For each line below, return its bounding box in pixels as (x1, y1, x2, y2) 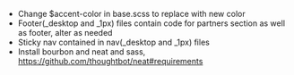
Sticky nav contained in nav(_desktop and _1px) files (17, 37, 211, 47)
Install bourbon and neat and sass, (17, 46, 146, 57)
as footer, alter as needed (17, 28, 113, 37)
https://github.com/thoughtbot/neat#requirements (17, 56, 203, 66)
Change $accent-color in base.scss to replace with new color (17, 9, 246, 19)
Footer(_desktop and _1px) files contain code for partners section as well (17, 18, 285, 29)
